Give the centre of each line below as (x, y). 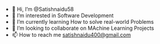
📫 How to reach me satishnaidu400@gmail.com (71, 35)
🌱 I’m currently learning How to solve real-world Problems (83, 22)
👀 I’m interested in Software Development (63, 15)
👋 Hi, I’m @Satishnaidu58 (43, 9)
